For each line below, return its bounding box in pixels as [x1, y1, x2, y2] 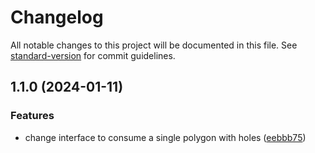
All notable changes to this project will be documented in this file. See [10, 39, 298, 51]
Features [10, 109, 55, 123]
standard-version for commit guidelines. [10, 49, 176, 61]
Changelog [10, 6, 104, 29]
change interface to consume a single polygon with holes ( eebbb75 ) [24, 131, 307, 143]
